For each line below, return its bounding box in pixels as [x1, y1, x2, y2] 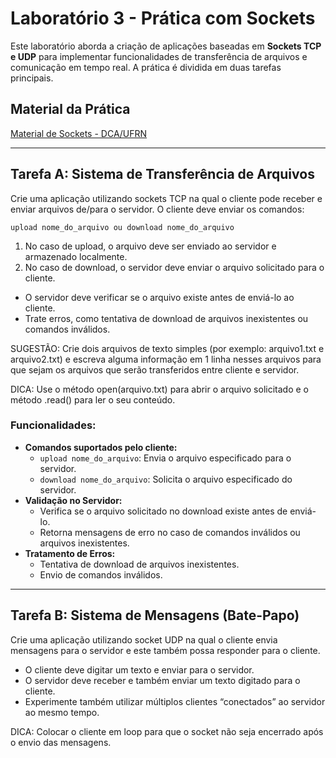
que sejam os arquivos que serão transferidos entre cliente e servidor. [10, 363, 300, 376]
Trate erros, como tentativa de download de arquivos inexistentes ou [24, 312, 309, 324]
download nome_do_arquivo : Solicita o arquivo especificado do [39, 473, 293, 485]
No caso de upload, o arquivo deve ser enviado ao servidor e [24, 240, 277, 252]
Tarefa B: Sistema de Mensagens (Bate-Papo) [10, 607, 300, 624]
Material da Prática [10, 101, 131, 118]
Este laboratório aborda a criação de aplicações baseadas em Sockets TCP [10, 40, 322, 52]
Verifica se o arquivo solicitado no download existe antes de [39, 505, 288, 517]
